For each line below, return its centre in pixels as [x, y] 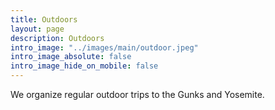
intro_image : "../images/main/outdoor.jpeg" [104, 47]
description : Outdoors [57, 38]
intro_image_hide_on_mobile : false [84, 66]
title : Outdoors [44, 19]
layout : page [37, 29]
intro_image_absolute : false [71, 57]
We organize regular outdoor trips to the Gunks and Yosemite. [137, 94]
